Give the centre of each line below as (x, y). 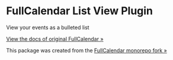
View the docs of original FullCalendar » (55, 39)
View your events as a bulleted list (48, 27)
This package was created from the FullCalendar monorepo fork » (86, 50)
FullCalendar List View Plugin (79, 11)
